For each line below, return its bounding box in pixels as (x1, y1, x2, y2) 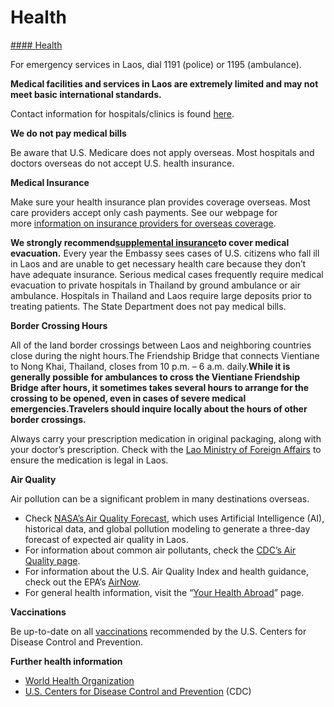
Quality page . (24, 554, 81, 566)
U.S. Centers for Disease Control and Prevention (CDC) (24, 685, 252, 697)
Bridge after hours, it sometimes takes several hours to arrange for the (10, 381, 310, 393)
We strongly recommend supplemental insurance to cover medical (10, 236, 290, 248)
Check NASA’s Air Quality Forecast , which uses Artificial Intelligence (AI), (24, 512, 325, 524)
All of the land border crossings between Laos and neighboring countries (10, 339, 312, 351)
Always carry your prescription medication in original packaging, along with (10, 432, 322, 445)
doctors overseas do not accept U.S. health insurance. (10, 157, 235, 169)
